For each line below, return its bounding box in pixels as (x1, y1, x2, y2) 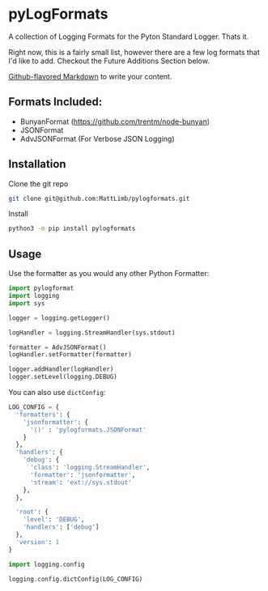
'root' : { (15, 508, 49, 517)
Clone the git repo (8, 179, 69, 189)
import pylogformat (8, 284, 74, 292)
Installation (8, 157, 66, 171)
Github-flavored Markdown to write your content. (8, 71, 172, 81)
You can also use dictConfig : (8, 388, 106, 397)
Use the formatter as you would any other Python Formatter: (8, 269, 210, 278)
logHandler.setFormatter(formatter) (8, 351, 132, 359)
